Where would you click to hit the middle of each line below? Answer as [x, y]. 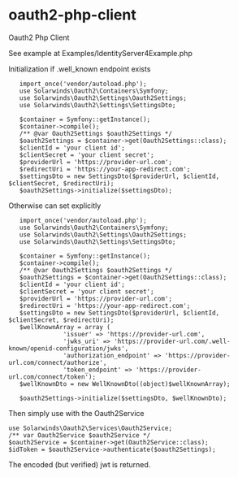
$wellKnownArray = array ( [65, 327]
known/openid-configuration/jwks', [69, 348]
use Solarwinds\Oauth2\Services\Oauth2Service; [91, 428]
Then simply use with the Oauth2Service [76, 413]
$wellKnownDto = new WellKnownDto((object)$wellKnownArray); [125, 384]
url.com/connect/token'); [52, 377]
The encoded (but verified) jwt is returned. [80, 464]
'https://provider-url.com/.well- [172, 341]
